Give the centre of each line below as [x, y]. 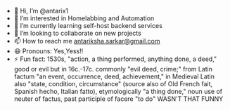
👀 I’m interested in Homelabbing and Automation [84, 18]
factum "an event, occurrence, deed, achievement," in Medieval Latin [114, 76]
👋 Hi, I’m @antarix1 [41, 11]
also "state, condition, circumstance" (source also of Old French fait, [113, 84]
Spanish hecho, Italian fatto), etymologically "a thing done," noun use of [118, 91]
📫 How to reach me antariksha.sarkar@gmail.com [87, 41]
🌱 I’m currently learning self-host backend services [88, 26]
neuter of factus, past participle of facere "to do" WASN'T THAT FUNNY [119, 99]
